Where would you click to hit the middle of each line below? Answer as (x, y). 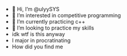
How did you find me (38, 47)
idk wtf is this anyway (38, 34)
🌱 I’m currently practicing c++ (48, 22)
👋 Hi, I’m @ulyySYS (35, 9)
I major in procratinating (41, 40)
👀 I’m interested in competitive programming (66, 15)
